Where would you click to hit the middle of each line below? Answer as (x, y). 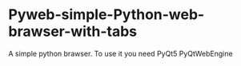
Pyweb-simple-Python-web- (106, 15)
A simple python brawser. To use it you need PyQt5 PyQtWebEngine (121, 53)
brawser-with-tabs (73, 31)
